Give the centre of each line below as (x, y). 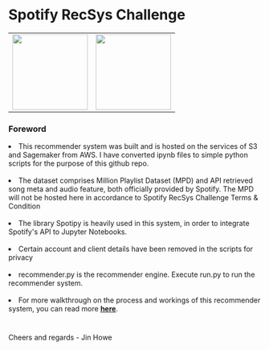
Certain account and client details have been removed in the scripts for (136, 249)
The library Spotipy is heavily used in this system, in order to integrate (134, 224)
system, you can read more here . (63, 309)
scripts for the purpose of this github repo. (79, 163)
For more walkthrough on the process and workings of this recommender (140, 300)
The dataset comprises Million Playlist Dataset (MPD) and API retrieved (136, 181)
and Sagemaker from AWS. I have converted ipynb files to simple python (128, 155)
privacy (21, 257)
